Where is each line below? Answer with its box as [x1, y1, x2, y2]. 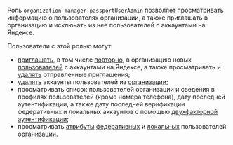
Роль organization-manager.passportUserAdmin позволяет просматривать [7, 6, 225, 14]
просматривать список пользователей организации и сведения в [17, 85, 215, 93]
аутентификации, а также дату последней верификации [17, 100, 185, 108]
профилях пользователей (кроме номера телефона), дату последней [17, 92, 226, 101]
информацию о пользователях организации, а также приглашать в [7, 13, 208, 22]
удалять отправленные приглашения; [17, 70, 131, 78]
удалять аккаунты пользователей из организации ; [17, 78, 168, 86]
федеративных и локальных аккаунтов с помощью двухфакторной [17, 108, 218, 116]
